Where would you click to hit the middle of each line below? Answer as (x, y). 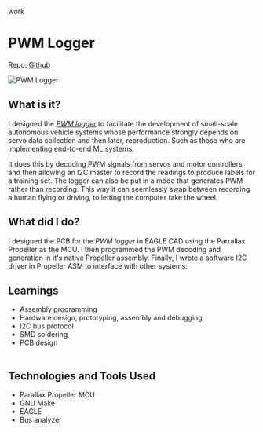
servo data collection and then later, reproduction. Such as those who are (127, 140)
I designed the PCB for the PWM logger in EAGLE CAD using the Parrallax (127, 241)
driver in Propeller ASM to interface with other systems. (98, 265)
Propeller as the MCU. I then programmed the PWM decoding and (115, 249)
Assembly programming (58, 309)
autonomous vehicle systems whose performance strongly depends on (123, 132)
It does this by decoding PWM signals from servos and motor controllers (125, 163)
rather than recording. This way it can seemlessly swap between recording (129, 189)
